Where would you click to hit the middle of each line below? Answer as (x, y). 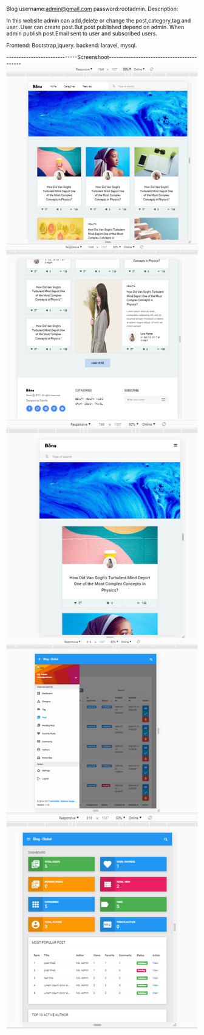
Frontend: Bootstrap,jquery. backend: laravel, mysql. (72, 45)
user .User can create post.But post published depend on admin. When (95, 27)
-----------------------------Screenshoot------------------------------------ (102, 57)
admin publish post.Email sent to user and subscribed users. (82, 33)
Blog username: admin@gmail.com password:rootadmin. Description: (92, 9)
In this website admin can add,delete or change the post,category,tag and (99, 20)
